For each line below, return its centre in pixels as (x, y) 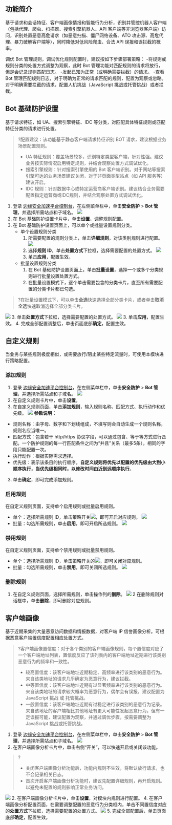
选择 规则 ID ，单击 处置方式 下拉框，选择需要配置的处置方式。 (91, 250)
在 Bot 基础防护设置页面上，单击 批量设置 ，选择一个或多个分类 (93, 269)
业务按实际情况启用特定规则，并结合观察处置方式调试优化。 (88, 163)
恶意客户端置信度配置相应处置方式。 (48, 638)
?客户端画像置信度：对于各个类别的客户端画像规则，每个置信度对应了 (91, 649)
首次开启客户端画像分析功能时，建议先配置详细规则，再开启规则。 (95, 781)
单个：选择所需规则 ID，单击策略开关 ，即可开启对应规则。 (77, 517)
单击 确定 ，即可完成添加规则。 (44, 479)
